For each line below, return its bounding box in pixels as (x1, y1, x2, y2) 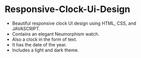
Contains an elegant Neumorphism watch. (12, 31, 100, 37)
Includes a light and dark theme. (12, 47, 79, 53)
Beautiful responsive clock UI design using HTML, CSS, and (12, 20, 136, 26)
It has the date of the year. (12, 41, 67, 47)
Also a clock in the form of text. (12, 36, 78, 42)
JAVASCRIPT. (12, 25, 41, 31)
